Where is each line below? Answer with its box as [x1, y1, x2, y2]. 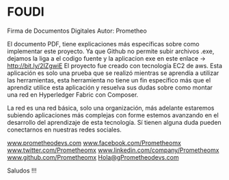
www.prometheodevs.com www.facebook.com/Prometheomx [7, 138, 181, 147]
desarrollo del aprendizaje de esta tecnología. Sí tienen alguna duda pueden [7, 118, 222, 126]
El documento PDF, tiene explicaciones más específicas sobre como [7, 40, 200, 48]
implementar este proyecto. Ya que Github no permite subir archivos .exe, [7, 47, 215, 55]
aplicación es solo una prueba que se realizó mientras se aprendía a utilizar [7, 69, 219, 77]
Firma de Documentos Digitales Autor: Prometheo [7, 27, 147, 35]
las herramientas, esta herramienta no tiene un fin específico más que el [7, 76, 211, 84]
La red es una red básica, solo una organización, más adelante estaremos [7, 104, 215, 112]
